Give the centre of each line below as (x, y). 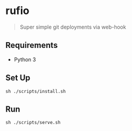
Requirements (32, 45)
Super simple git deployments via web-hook (73, 27)
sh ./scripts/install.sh (36, 91)
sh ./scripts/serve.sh (33, 123)
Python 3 (25, 59)
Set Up (18, 78)
